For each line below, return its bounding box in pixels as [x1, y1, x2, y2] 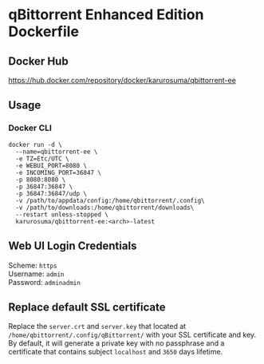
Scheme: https [8, 260, 57, 270]
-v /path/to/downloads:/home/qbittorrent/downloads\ [15, 204, 195, 212]
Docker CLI [8, 122, 52, 133]
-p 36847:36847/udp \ [15, 189, 88, 197]
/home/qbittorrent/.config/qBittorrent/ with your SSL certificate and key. [8, 330, 257, 340]
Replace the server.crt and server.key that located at [8, 322, 187, 331]
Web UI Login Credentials [8, 239, 137, 253]
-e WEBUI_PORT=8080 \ [15, 161, 88, 169]
